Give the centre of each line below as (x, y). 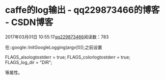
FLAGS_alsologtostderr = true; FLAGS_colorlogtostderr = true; (68, 57)
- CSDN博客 (29, 22)
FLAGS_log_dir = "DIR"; (29, 62)
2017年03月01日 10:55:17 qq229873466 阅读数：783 (57, 37)
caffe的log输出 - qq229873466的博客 (82, 10)
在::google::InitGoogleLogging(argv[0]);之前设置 (54, 47)
